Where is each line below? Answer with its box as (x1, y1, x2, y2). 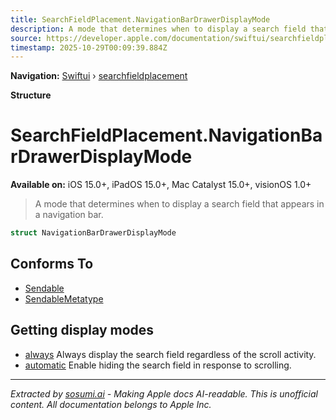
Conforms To (10, 256, 94, 273)
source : (10, 33, 43, 43)
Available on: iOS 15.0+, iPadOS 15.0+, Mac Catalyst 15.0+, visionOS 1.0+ (10, 179, 312, 191)
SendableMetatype (24, 292, 104, 305)
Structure (10, 89, 52, 101)
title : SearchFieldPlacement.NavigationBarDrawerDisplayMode (10, 14, 271, 25)
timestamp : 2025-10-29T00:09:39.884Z (10, 42, 168, 53)
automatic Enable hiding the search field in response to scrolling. (24, 359, 292, 371)
